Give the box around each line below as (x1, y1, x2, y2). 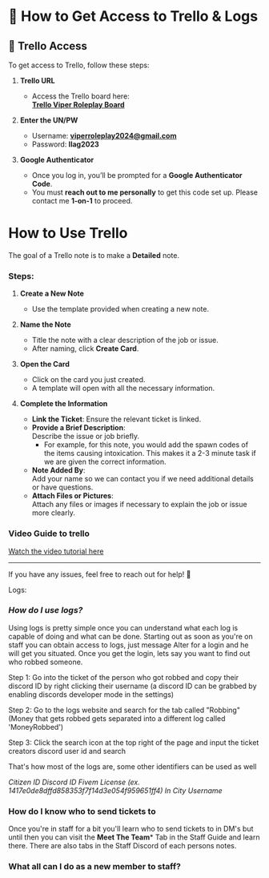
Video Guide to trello (8, 528, 90, 539)
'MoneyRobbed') (8, 722, 64, 731)
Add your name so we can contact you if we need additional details (31, 474, 254, 484)
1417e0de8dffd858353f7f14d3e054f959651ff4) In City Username (8, 785, 223, 795)
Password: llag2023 (31, 139, 100, 149)
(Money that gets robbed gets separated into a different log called (8, 713, 226, 723)
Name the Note (19, 320, 72, 329)
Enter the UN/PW (19, 115, 78, 125)
